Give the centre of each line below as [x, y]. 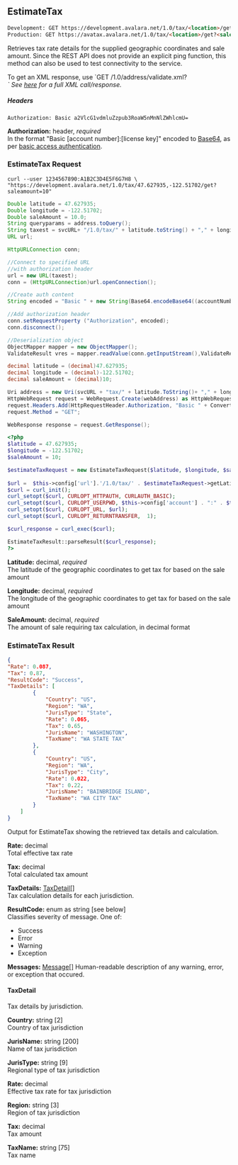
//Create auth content [41, 295]
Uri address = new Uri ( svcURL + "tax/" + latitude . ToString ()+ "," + [112, 393]
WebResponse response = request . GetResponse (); [79, 424]
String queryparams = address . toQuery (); [69, 224]
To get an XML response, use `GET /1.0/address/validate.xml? [97, 77]
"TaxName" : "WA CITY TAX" [83, 799]
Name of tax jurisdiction [42, 1049]
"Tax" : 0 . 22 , [64, 785]
